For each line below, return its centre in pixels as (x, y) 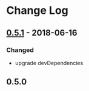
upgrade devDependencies (49, 63)
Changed (20, 50)
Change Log (37, 11)
